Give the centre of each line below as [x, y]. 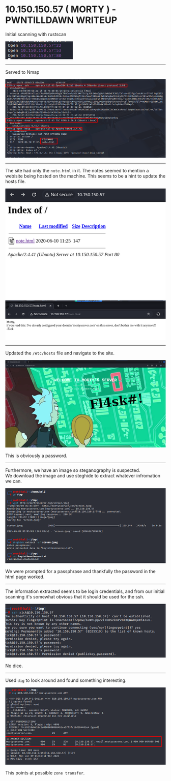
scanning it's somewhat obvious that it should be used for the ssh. [75, 596]
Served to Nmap [22, 72]
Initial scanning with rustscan [36, 34]
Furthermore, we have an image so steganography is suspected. [73, 470]
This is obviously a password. [36, 456]
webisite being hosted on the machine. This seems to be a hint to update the [85, 176]
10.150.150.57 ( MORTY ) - [61, 9]
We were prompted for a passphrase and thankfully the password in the [81, 571]
